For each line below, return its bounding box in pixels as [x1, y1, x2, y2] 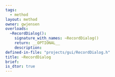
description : [14, 45, 42, 50]
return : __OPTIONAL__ [14, 41, 60, 46]
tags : [5, 7, 17, 13]
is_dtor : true [5, 64, 36, 69]
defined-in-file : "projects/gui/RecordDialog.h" [5, 50, 110, 55]
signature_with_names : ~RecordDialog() [14, 36, 99, 41]
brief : [5, 59, 19, 64]
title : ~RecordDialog [5, 54, 51, 60]
